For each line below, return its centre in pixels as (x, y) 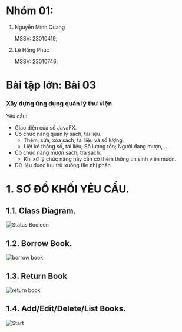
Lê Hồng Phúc (32, 50)
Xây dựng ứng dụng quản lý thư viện (59, 104)
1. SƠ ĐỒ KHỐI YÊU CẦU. (68, 189)
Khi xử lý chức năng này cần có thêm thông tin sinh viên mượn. (100, 159)
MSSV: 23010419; (36, 38)
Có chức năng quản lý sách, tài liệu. (58, 134)
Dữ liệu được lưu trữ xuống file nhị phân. (63, 165)
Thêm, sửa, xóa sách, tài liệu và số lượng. (74, 140)
